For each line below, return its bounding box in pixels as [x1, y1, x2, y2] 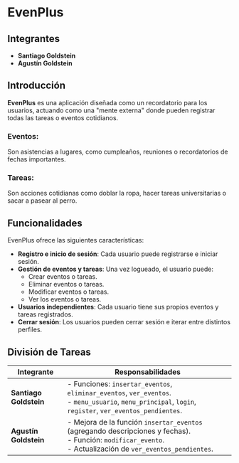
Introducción [7, 80, 66, 92]
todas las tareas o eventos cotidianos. [7, 113, 119, 122]
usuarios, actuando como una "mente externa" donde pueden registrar [7, 106, 216, 115]
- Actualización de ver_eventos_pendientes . [67, 444, 213, 454]
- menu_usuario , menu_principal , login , [67, 397, 197, 407]
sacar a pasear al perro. [7, 196, 78, 205]
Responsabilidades [115, 367, 181, 377]
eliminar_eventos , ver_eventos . [67, 388, 172, 398]
